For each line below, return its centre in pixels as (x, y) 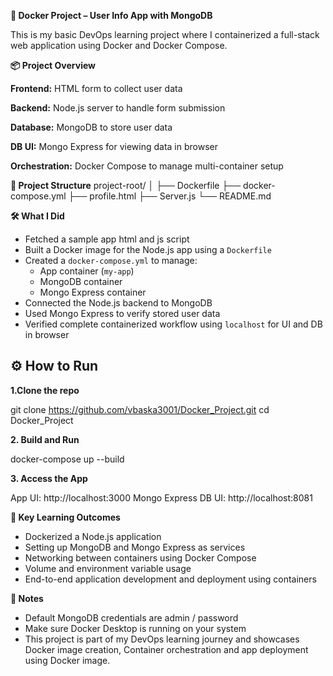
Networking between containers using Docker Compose (140, 557)
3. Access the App (49, 478)
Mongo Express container (93, 292)
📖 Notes (27, 598)
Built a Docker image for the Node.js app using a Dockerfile (148, 249)
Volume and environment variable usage (108, 568)
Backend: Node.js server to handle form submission (118, 108)
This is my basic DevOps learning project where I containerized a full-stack (165, 34)
